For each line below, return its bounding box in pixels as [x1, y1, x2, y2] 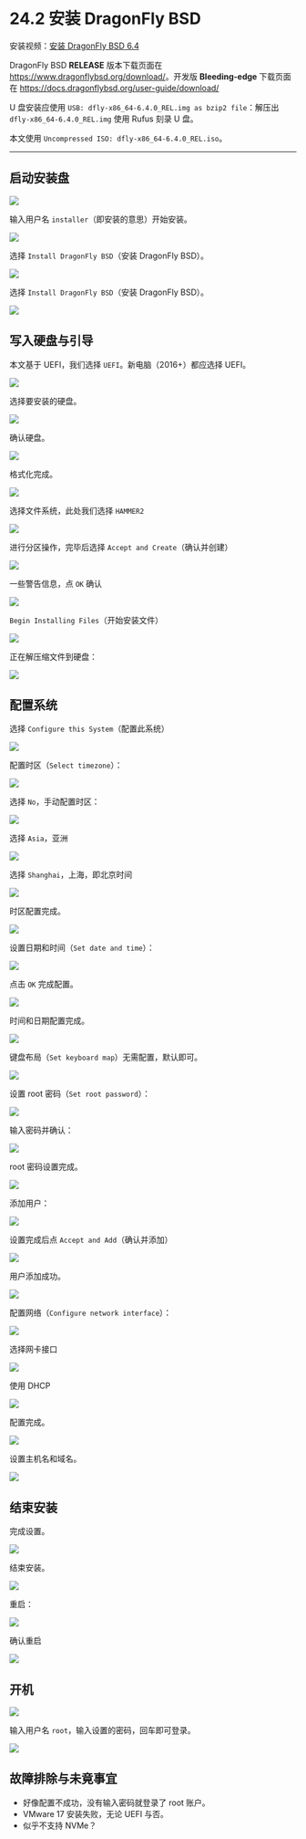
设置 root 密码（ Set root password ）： [9, 1088, 150, 1100]
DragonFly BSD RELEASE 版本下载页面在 [9, 59, 163, 70]
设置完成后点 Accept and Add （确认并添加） [9, 1234, 173, 1246]
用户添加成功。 [9, 1270, 66, 1282]
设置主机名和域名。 [9, 1453, 82, 1465]
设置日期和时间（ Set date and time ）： [9, 942, 155, 954]
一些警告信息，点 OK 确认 [9, 578, 103, 589]
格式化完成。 [9, 468, 57, 479]
